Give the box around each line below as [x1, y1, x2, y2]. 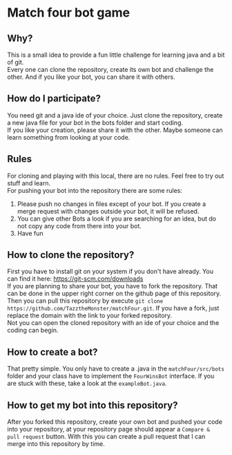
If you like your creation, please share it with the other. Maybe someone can [7, 126, 223, 134]
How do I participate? [7, 93, 101, 104]
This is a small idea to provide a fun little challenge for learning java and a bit [7, 50, 225, 59]
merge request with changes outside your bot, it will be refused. [17, 207, 200, 215]
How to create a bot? [7, 346, 98, 357]
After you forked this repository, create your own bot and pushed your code [7, 418, 223, 426]
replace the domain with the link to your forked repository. [7, 311, 173, 319]
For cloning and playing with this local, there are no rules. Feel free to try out [7, 171, 224, 180]
